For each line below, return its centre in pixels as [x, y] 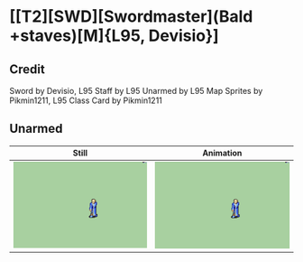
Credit [27, 69]
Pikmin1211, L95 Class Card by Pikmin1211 [86, 100]
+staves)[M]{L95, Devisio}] [114, 36]
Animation [222, 153]
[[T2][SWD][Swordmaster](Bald [131, 17]
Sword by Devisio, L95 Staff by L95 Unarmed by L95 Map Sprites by [136, 91]
